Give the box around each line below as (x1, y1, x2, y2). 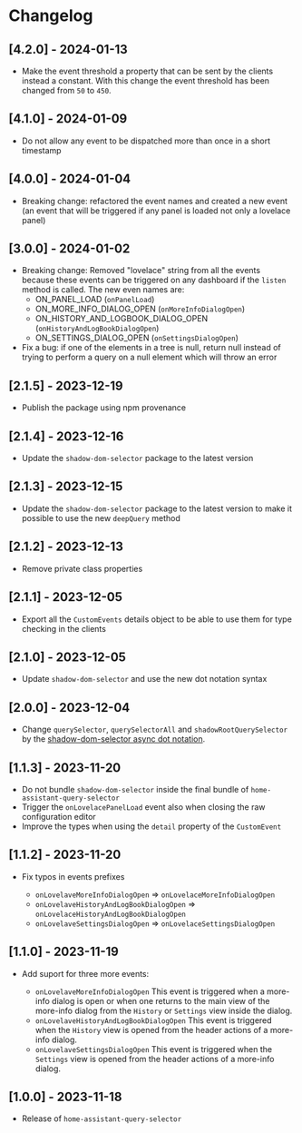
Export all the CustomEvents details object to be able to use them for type (21, 614, 292, 625)
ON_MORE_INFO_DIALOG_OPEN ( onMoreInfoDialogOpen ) (34, 303, 246, 314)
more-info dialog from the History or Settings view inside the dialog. (34, 1005, 293, 1016)
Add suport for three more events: (21, 968, 150, 979)
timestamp (21, 144, 62, 155)
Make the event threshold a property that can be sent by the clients (21, 65, 274, 76)
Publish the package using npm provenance (21, 402, 187, 413)
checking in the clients (21, 623, 106, 634)
